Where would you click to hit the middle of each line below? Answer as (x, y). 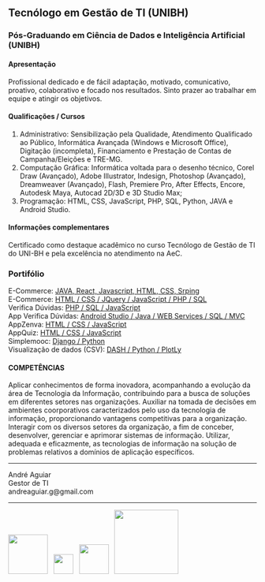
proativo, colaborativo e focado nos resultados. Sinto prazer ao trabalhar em (132, 90)
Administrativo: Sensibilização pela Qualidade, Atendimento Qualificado (136, 134)
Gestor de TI (28, 483)
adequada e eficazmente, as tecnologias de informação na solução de (122, 444)
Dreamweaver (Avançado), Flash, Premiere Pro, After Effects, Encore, (132, 184)
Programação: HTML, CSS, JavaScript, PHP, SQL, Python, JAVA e (126, 201)
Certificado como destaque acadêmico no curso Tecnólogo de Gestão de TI (132, 244)
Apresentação (32, 64)
